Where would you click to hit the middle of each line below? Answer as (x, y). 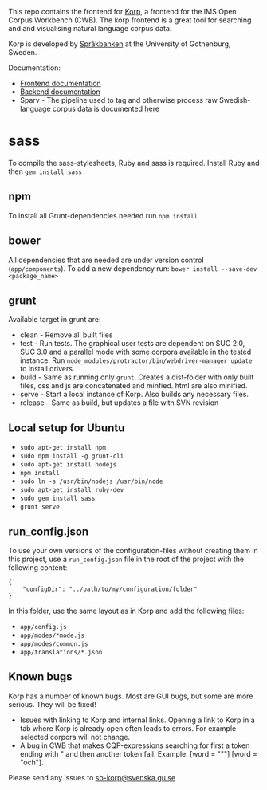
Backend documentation (60, 92)
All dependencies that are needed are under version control (106, 260)
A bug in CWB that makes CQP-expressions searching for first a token (135, 745)
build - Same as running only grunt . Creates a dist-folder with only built (137, 377)
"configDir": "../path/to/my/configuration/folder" (110, 589)
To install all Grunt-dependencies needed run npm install (103, 215)
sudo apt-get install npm (63, 448)
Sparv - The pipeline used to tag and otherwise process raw (118, 100)
